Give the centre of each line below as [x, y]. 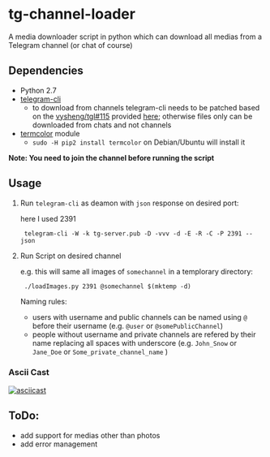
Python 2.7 [38, 90]
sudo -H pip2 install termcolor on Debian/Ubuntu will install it [139, 142]
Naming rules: [43, 301]
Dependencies [46, 71]
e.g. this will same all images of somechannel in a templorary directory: [137, 271]
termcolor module [50, 133]
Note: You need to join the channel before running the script [111, 157]
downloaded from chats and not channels [102, 125]
